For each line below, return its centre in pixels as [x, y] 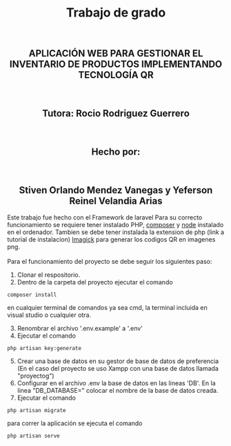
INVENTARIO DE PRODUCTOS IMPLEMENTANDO [116, 65]
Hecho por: [116, 152]
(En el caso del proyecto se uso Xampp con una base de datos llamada [118, 369]
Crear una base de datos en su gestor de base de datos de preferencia [118, 361]
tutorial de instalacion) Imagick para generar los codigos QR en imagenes [111, 240]
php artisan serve [33, 436]
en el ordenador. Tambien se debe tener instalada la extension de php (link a [116, 232]
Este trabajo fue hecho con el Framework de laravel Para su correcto [105, 217]
